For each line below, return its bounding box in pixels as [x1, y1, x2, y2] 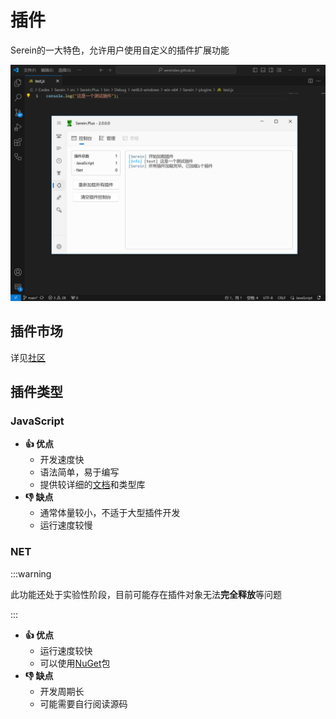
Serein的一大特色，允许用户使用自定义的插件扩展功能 [10, 44, 230, 56]
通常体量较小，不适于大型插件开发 [39, 507, 181, 519]
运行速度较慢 [39, 519, 93, 531]
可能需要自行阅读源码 [39, 697, 128, 710]
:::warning [10, 567, 52, 580]
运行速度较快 [39, 644, 93, 656]
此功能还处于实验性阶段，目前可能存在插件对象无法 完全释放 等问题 [10, 588, 282, 600]
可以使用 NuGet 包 [39, 657, 111, 669]
